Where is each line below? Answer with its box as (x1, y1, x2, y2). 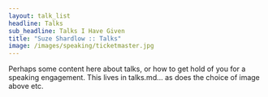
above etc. (8, 82, 44, 91)
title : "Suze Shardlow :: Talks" (8, 34, 122, 43)
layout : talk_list (8, 11, 71, 20)
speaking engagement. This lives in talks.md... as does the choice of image (8, 73, 260, 82)
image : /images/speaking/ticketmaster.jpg (8, 42, 154, 50)
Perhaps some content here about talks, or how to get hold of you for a (8, 64, 246, 74)
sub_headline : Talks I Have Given (8, 27, 126, 35)
